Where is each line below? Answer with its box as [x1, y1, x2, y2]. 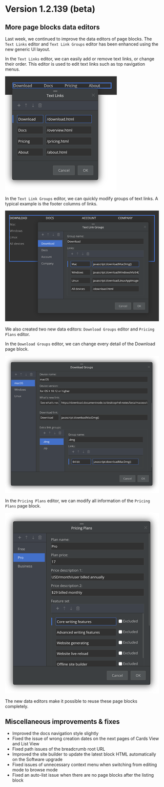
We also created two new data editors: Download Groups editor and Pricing [5, 326, 155, 332]
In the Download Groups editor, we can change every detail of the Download [5, 341, 155, 347]
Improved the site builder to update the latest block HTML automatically [12, 751, 156, 757]
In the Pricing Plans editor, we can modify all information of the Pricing [5, 498, 150, 504]
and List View [12, 741, 40, 747]
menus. [5, 66, 20, 72]
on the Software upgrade [12, 757, 62, 762]
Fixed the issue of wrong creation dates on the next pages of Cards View [12, 736, 160, 741]
